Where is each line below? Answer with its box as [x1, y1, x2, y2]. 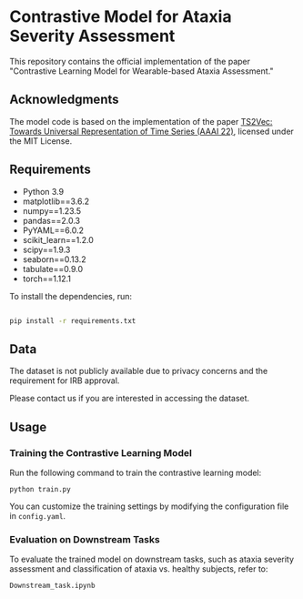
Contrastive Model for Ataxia [9, 6, 232, 27]
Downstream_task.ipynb [9, 581, 96, 591]
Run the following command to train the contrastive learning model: [9, 467, 262, 478]
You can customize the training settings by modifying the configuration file [9, 501, 289, 512]
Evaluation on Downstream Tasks [9, 533, 161, 545]
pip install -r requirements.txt [9, 316, 136, 325]
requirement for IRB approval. [9, 375, 120, 386]
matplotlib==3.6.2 [22, 196, 90, 207]
